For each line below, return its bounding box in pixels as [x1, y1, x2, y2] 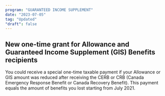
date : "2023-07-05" [5, 12, 46, 17]
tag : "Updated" [5, 17, 37, 22]
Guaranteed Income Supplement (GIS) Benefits [5, 48, 155, 56]
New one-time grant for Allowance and [5, 40, 130, 48]
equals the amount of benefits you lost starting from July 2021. [5, 85, 136, 91]
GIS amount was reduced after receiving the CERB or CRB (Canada [5, 74, 144, 80]
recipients [5, 56, 38, 64]
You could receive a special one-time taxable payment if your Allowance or [5, 69, 161, 75]
